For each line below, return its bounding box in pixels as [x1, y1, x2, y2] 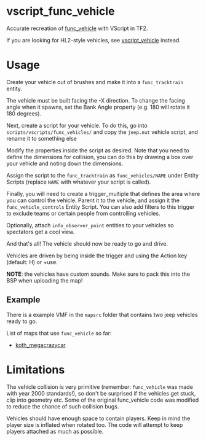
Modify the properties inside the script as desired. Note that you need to [6, 146, 189, 154]
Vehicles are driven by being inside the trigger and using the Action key [6, 252, 188, 259]
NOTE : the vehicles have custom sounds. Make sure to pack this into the [6, 270, 191, 278]
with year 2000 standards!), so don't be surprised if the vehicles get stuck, [6, 389, 196, 397]
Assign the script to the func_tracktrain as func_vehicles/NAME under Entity [6, 171, 199, 179]
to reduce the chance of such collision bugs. [6, 402, 119, 410]
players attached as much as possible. [6, 427, 104, 435]
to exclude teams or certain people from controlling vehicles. [6, 209, 160, 217]
